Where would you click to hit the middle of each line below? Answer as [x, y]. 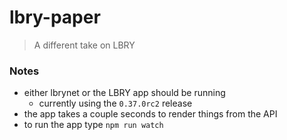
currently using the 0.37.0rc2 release [115, 103]
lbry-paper [55, 17]
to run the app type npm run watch [93, 125]
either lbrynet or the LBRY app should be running [124, 93]
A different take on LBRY [84, 45]
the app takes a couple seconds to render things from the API [150, 114]
